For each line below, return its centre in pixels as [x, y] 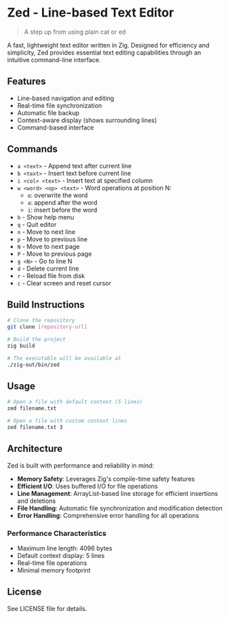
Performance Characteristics [57, 533]
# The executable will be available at [64, 358]
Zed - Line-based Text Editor [90, 13]
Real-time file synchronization [59, 106]
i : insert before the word [62, 210]
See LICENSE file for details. [47, 608]
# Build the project [37, 339]
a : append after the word [62, 202]
